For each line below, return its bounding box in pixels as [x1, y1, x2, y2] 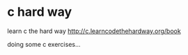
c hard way [7, 4, 72, 20]
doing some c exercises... [7, 40, 81, 48]
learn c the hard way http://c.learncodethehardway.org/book [7, 27, 181, 35]
